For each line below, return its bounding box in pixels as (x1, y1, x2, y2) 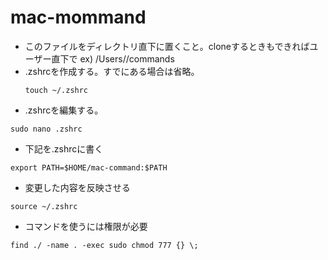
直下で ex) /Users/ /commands (51, 52, 175, 65)
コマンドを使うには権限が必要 (24, 220, 148, 232)
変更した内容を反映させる (24, 181, 131, 193)
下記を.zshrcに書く (24, 142, 104, 155)
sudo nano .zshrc (10, 124, 83, 134)
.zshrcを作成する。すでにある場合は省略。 (24, 65, 200, 77)
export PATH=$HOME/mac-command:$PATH (10, 162, 168, 173)
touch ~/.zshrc (24, 85, 89, 95)
